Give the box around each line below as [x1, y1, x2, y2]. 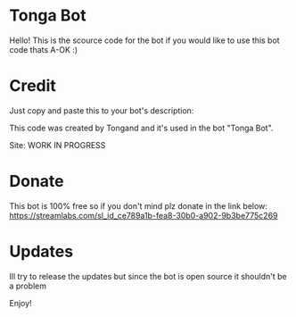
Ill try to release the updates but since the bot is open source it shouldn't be [9, 271, 287, 281]
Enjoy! [9, 297, 33, 308]
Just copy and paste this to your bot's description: [9, 104, 194, 116]
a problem [9, 280, 47, 291]
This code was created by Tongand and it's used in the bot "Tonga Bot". [9, 122, 274, 133]
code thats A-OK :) [9, 44, 78, 54]
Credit [9, 76, 56, 96]
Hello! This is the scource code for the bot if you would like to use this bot [9, 35, 280, 46]
